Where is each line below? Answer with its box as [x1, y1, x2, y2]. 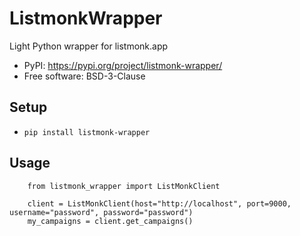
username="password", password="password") [9, 207, 194, 217]
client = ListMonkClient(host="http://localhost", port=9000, [27, 198, 292, 209]
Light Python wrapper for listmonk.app [9, 40, 169, 52]
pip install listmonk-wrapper [23, 127, 151, 137]
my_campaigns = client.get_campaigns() [27, 216, 194, 226]
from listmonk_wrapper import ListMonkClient [27, 181, 221, 191]
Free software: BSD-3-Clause [23, 70, 146, 82]
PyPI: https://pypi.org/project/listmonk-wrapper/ [23, 59, 223, 71]
